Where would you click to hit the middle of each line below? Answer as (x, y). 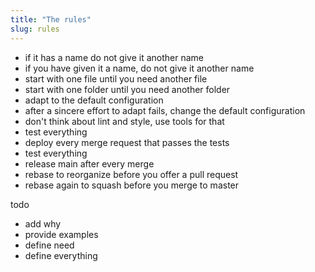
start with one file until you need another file (116, 78)
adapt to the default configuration (94, 100)
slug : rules (35, 29)
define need (49, 245)
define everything (61, 255)
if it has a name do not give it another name (114, 57)
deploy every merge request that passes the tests (127, 142)
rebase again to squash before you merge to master (132, 185)
